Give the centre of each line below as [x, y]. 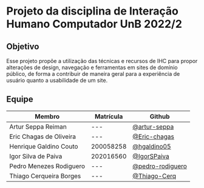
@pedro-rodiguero [160, 166]
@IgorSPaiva [151, 156]
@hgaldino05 [152, 146]
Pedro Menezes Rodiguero [47, 166]
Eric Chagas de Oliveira [43, 136]
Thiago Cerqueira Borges [45, 176]
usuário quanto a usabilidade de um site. [57, 80]
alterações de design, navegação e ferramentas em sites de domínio [92, 67]
